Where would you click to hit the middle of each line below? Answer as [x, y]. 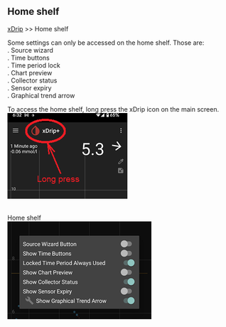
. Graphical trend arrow [41, 95]
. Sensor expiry [29, 87]
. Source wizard [30, 50]
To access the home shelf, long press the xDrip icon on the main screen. [113, 109]
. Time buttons [28, 58]
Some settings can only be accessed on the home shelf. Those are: [106, 43]
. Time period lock [34, 65]
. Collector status [32, 80]
